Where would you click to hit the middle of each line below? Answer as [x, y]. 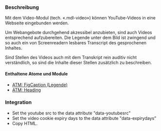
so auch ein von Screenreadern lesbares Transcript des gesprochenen [76, 43]
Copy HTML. [25, 123]
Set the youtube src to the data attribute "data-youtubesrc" [71, 113]
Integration [18, 102]
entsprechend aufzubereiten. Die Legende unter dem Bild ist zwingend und [80, 37]
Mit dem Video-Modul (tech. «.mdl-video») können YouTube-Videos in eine [80, 18]
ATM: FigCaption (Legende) [40, 85]
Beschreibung [22, 7]
